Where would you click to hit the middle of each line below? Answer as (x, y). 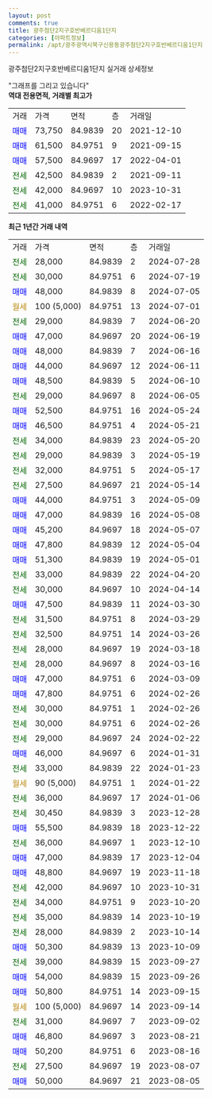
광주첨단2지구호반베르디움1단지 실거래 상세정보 (81, 69)
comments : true (33, 23)
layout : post (30, 15)
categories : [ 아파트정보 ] (47, 38)
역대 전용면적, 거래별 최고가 (50, 95)
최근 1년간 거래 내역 (38, 226)
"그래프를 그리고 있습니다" (49, 86)
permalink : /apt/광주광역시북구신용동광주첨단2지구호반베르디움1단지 (106, 45)
